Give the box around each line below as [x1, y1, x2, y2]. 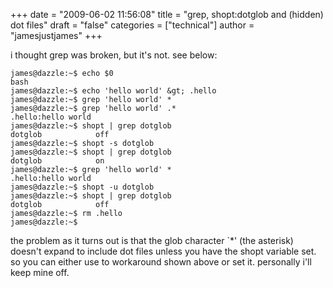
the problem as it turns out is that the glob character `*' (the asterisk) [10, 235, 294, 246]
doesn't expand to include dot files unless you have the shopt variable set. [10, 245, 317, 257]
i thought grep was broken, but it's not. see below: [10, 49, 218, 61]
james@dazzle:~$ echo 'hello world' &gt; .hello [10, 86, 217, 96]
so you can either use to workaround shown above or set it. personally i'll [10, 256, 312, 268]
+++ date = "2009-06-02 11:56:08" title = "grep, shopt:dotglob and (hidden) [10, 9, 324, 20]
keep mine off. [10, 267, 70, 278]
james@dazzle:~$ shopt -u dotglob [10, 182, 155, 192]
